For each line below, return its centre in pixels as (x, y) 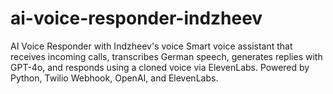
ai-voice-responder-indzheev (136, 18)
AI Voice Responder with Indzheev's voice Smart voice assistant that (151, 46)
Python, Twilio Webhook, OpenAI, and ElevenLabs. (114, 78)
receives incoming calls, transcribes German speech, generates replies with (166, 56)
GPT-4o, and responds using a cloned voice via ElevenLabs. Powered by (160, 67)
